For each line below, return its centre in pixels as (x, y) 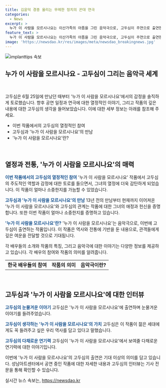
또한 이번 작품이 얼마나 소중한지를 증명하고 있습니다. (70, 213)
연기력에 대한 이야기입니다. (31, 347)
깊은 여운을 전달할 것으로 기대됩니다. (40, 235)
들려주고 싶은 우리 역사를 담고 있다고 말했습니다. (66, 331)
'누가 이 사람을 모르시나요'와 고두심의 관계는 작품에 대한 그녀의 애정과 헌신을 (78, 207)
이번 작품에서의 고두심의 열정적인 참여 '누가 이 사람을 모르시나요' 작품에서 (75, 177)
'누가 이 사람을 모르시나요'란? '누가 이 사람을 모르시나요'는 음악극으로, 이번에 (79, 223)
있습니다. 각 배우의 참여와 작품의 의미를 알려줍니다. (59, 252)
